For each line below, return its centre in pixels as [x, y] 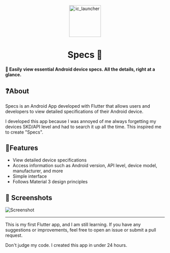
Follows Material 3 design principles [50, 182]
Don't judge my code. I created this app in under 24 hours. [66, 245]
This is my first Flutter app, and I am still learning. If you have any [73, 225]
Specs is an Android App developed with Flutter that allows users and [78, 106]
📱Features [22, 148]
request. [14, 235]
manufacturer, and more [38, 171]
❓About [17, 91]
